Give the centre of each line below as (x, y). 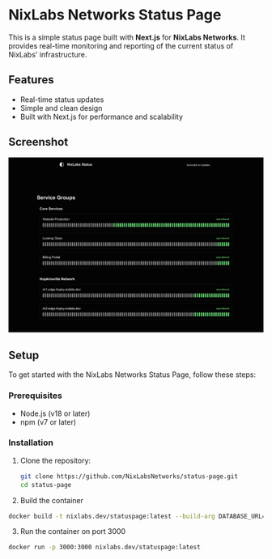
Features (31, 80)
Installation (31, 443)
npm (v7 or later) (48, 421)
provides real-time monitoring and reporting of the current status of (121, 45)
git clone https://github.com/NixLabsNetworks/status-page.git (129, 476)
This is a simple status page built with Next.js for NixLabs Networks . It (127, 37)
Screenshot (38, 142)
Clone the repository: (55, 460)
